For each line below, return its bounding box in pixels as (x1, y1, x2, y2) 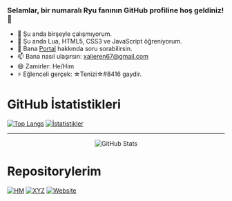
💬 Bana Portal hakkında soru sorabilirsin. (17, 44, 133, 53)
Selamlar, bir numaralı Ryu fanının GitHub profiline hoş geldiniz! (7, 6, 224, 15)
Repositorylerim (7, 164, 101, 180)
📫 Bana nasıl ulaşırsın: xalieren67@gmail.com (17, 52, 148, 61)
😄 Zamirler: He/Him (17, 62, 75, 70)
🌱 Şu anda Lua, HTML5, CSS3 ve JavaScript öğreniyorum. (17, 37, 182, 46)
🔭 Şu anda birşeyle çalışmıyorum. (17, 30, 113, 38)
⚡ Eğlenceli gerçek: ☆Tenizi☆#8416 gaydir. (17, 70, 142, 78)
